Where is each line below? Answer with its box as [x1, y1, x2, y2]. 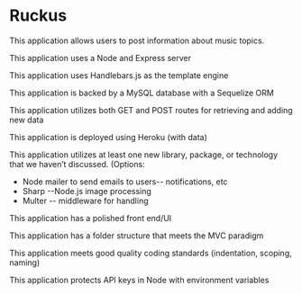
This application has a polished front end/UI [9, 212, 172, 223]
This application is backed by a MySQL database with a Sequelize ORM [9, 87, 275, 98]
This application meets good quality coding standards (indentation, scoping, [9, 247, 293, 258]
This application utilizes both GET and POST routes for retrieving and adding [9, 104, 293, 115]
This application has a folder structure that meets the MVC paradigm [9, 230, 264, 241]
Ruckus [9, 5, 68, 26]
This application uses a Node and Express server [9, 52, 192, 63]
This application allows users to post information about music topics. [9, 35, 265, 46]
